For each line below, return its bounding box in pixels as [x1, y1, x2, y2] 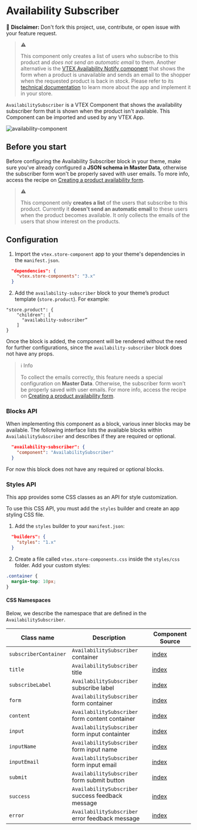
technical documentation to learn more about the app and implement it [20, 83, 191, 90]
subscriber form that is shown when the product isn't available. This [6, 107, 171, 114]
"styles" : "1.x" [16, 540, 57, 546]
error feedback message [72, 814, 140, 822]
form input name [72, 745, 118, 753]
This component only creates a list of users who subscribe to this [20, 52, 179, 59]
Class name [21, 633, 55, 642]
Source [159, 637, 181, 645]
